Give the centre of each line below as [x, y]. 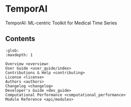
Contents [20, 39]
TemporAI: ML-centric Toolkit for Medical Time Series [61, 23]
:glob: [12, 50]
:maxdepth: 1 [19, 55]
